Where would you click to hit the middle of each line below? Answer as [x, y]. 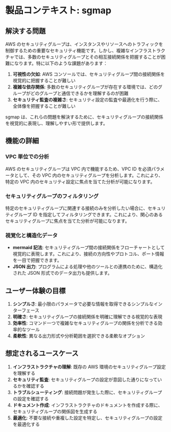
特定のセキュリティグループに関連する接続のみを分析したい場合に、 [77, 208]
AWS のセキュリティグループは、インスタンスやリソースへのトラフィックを [84, 44]
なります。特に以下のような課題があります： [61, 63]
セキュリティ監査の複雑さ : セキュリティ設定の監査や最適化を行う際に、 [87, 100]
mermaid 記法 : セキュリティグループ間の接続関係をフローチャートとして [89, 248]
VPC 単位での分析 [27, 157]
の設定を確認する [31, 398]
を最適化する [26, 424]
